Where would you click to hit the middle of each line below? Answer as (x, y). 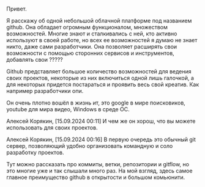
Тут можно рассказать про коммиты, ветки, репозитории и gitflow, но (98, 164)
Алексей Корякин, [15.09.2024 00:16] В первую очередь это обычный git (101, 139)
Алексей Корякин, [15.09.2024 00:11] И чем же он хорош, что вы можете (101, 121)
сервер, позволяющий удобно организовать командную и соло (90, 146)
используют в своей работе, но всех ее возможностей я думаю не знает (102, 40)
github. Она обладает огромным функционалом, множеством (87, 27)
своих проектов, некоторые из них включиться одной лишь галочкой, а (100, 78)
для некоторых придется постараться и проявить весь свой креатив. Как (103, 84)
